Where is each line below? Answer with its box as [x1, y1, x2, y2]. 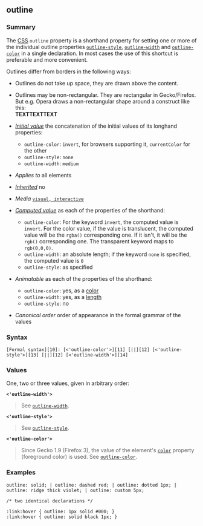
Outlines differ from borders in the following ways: [6, 68, 131, 75]
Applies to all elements [14, 171, 72, 179]
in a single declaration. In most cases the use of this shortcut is [21, 50, 178, 57]
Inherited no [14, 183, 45, 190]
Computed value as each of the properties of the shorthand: [14, 206, 165, 214]
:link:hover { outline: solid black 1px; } [6, 514, 118, 520]
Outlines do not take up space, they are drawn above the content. [14, 79, 179, 87]
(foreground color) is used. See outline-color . [21, 453, 138, 461]
